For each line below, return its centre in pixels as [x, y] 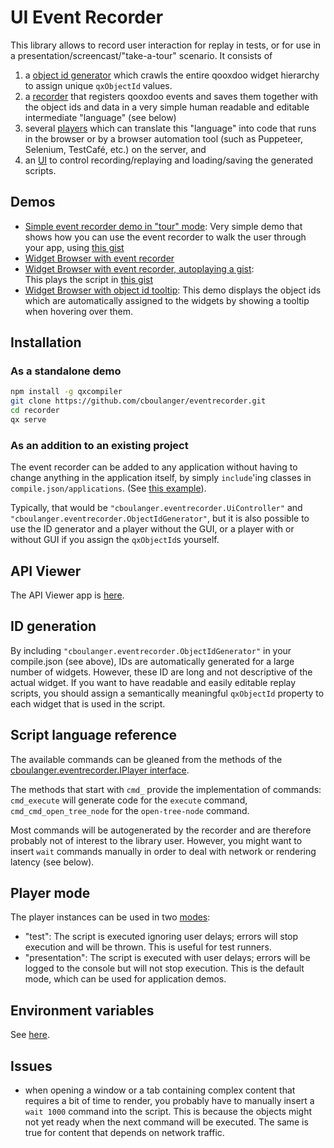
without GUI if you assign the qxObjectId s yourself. [115, 540]
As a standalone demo [66, 371]
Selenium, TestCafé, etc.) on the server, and [115, 149]
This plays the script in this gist [89, 279]
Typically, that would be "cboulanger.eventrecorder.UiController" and [156, 508]
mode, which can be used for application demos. [125, 979]
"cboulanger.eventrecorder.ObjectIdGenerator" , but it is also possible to [160, 518]
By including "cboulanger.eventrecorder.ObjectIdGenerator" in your [151, 650]
